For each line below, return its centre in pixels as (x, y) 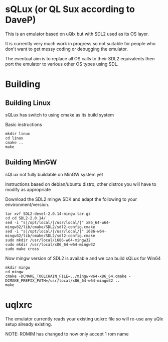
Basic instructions (24, 125)
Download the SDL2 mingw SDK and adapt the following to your (71, 199)
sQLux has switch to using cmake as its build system (60, 115)
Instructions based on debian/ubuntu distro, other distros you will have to (81, 184)
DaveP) (21, 20)
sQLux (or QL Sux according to (70, 9)
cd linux (14, 138)
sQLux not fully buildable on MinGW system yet (54, 174)
